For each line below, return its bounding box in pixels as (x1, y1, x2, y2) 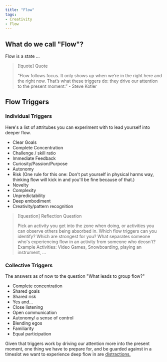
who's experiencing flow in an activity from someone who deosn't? (17, 239, 156, 245)
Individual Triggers (5, 113, 52, 120)
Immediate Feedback (12, 155, 56, 161)
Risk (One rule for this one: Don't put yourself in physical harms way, (12, 171, 154, 177)
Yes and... (12, 299, 33, 305)
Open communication (12, 309, 57, 316)
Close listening (12, 304, 43, 310)
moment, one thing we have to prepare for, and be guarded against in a (5, 346, 152, 352)
